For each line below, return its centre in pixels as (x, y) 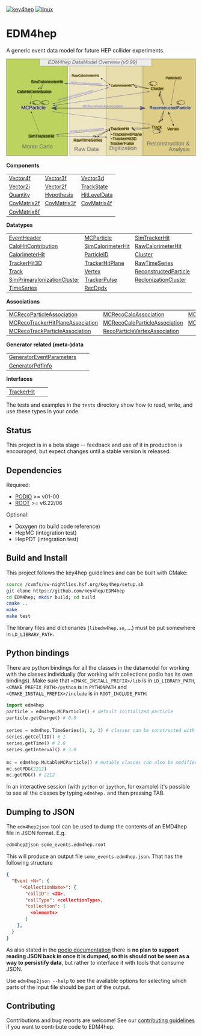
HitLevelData (97, 195)
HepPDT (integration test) (47, 539)
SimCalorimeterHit (107, 246)
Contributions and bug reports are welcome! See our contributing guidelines (101, 1020)
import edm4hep (25, 705)
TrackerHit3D (25, 263)
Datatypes (20, 225)
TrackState (94, 186)
